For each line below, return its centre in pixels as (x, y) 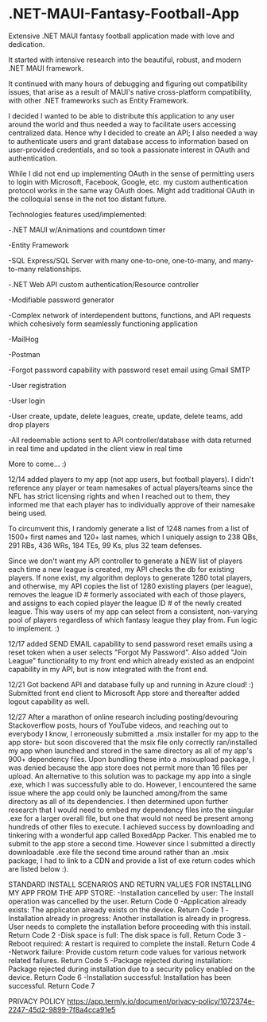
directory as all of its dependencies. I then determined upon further (118, 801)
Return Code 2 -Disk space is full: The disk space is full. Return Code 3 (125, 935)
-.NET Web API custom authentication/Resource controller (104, 284)
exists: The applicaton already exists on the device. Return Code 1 (116, 909)
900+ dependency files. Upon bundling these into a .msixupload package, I (132, 759)
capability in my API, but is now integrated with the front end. (108, 669)
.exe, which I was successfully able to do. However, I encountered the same (132, 784)
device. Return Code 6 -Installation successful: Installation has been (120, 977)
